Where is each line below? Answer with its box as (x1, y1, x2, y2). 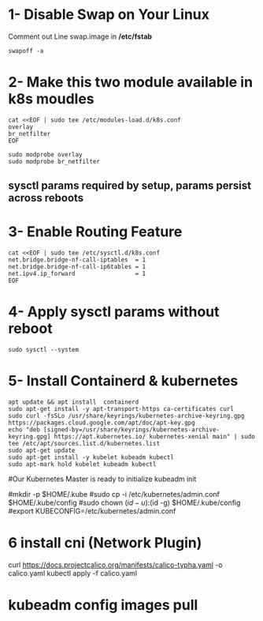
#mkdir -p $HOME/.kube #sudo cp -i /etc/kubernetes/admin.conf (8, 490, 220, 499)
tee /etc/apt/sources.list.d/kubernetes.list (8, 440, 160, 448)
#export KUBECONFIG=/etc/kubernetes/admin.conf (8, 506, 176, 516)
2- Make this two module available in (8, 73, 254, 92)
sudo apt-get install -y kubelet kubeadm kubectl (8, 454, 175, 461)
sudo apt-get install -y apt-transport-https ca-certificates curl (8, 405, 235, 413)
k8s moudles (8, 90, 94, 108)
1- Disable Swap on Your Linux (8, 6, 210, 24)
